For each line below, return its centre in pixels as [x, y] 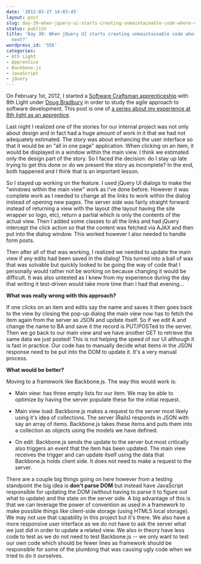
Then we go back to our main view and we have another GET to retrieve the [99, 333]
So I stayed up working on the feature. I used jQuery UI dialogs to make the [99, 183]
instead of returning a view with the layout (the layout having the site [91, 208]
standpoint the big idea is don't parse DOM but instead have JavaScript [95, 486]
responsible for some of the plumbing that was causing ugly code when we [99, 550]
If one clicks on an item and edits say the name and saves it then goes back [99, 308]
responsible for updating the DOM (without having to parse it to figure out [97, 492]
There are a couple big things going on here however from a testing [89, 479]
